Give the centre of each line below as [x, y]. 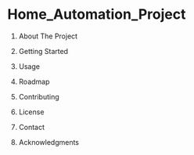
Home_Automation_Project [97, 14]
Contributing [39, 96]
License [31, 112]
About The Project [48, 36]
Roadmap [34, 81]
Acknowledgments [49, 142]
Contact [31, 127]
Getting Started [43, 51]
